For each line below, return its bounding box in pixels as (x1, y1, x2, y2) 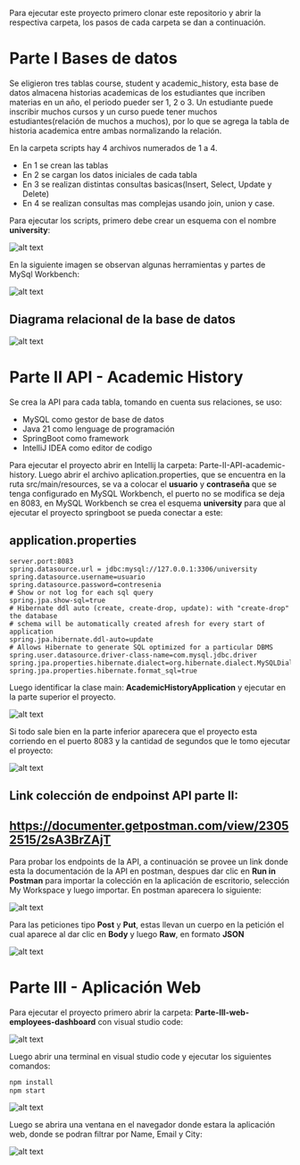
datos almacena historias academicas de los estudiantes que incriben (9, 87, 266, 97)
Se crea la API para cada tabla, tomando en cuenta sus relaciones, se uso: (9, 397, 283, 407)
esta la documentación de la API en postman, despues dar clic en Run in (9, 866, 277, 876)
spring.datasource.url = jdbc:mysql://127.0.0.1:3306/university (9, 565, 257, 574)
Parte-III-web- (195, 1007, 250, 1018)
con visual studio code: (97, 1016, 184, 1027)
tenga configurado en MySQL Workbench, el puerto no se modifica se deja (9, 488, 286, 499)
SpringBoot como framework (21, 432, 129, 443)
